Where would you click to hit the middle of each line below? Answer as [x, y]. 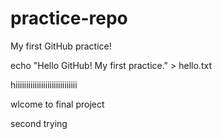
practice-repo [69, 18]
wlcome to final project [57, 104]
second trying [39, 123]
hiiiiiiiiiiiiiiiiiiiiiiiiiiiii [44, 84]
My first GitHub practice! [61, 46]
